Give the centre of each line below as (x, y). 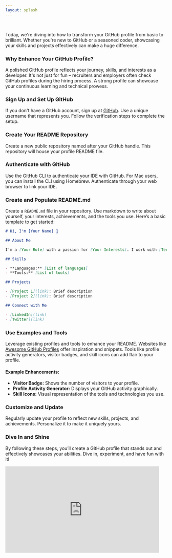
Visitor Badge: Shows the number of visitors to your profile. (76, 383)
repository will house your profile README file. (55, 151)
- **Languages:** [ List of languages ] (47, 268)
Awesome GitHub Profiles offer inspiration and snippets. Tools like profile (82, 349)
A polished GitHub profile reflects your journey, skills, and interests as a (81, 70)
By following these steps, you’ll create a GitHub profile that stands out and (84, 448)
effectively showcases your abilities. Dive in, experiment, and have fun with (84, 454)
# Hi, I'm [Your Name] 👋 (32, 231)
